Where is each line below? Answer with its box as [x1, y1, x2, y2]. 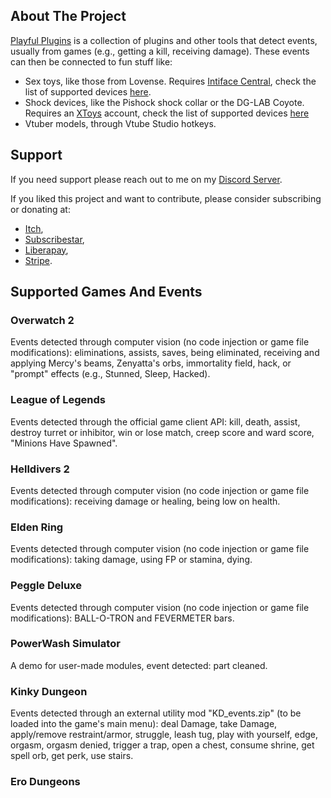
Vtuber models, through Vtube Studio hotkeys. [24, 117, 217, 129]
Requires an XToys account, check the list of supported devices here [24, 107, 310, 119]
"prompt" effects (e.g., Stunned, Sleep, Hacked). [10, 368, 211, 380]
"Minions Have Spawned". [10, 437, 118, 449]
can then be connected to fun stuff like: [10, 55, 173, 68]
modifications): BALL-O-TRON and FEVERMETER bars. [10, 612, 235, 624]
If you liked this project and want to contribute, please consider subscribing [10, 192, 322, 204]
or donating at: [10, 203, 71, 215]
